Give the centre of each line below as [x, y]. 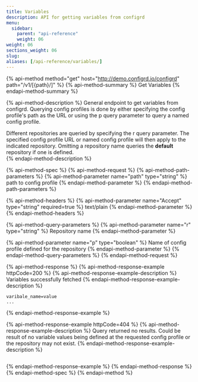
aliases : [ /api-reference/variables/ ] [54, 61]
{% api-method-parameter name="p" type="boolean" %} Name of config [96, 242]
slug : [13, 56]
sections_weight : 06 [32, 51]
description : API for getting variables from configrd [76, 17]
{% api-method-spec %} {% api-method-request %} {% [75, 170]
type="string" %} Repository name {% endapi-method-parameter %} [91, 231]
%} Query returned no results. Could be [132, 330]
